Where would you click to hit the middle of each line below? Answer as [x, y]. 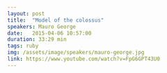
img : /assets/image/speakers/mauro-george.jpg [76, 53]
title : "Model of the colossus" [56, 20]
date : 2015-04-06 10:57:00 [49, 33]
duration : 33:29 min [37, 40]
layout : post [26, 14]
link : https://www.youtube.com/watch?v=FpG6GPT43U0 [83, 59]
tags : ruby [23, 46]
